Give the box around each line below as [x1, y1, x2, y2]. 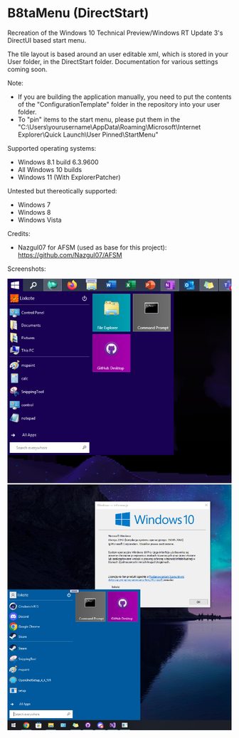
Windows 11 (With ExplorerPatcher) [17, 173, 121, 181]
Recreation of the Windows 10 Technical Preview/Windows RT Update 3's [7, 28, 223, 37]
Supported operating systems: [7, 144, 97, 152]
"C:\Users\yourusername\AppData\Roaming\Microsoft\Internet [17, 122, 201, 131]
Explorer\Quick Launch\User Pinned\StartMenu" [17, 130, 159, 139]
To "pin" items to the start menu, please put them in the [17, 115, 181, 124]
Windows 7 [17, 200, 51, 209]
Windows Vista [17, 215, 62, 224]
